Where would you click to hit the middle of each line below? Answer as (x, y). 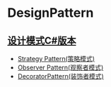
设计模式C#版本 (42, 40)
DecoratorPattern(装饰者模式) (60, 76)
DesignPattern (51, 13)
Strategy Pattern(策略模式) (56, 59)
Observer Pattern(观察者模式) (60, 67)
